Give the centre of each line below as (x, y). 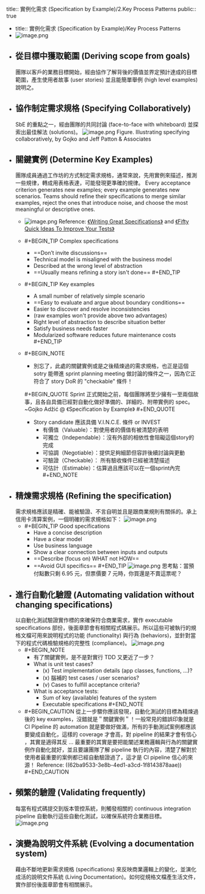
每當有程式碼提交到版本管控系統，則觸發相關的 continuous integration (103, 808)
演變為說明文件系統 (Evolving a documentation (104, 844)
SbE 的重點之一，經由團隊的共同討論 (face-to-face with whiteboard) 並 (104, 124)
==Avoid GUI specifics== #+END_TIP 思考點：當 (111, 566)
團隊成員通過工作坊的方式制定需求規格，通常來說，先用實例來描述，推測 (106, 175)
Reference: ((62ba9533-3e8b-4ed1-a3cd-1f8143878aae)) (109, 765)
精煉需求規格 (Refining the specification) (93, 496)
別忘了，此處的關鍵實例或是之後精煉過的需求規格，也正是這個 (111, 366)
